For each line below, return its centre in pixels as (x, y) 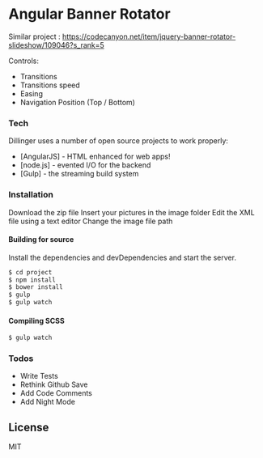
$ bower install (36, 287)
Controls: (23, 61)
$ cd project (30, 272)
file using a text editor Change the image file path (91, 221)
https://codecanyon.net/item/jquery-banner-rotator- (149, 36)
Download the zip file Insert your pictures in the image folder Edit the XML (131, 212)
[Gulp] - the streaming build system (79, 174)
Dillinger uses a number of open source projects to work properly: (119, 141)
